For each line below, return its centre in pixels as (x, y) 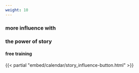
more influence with (31, 28)
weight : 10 (17, 10)
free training (19, 54)
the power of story (29, 41)
